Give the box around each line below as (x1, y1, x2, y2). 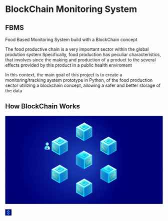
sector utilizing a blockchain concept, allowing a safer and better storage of (5, 82, 161, 88)
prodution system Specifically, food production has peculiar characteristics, (5, 51, 161, 57)
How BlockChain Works (5, 102, 80, 111)
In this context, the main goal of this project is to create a (5, 72, 122, 78)
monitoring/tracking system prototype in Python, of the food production (5, 77, 153, 83)
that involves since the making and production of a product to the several (5, 57, 156, 63)
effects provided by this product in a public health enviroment (5, 62, 132, 68)
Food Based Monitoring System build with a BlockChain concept (5, 36, 137, 42)
